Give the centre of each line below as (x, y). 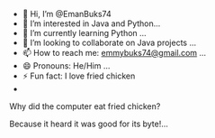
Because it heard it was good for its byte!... (89, 124)
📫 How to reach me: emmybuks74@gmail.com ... (114, 53)
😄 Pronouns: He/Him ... (66, 66)
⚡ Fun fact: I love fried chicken (79, 76)
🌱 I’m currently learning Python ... (84, 33)
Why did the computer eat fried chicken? (85, 106)
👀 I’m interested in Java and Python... (91, 23)
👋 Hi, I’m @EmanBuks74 (67, 14)
